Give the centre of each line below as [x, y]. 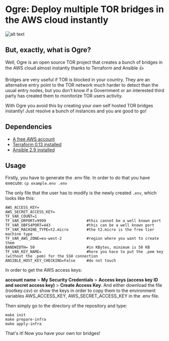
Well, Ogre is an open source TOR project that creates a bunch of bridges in [84, 62]
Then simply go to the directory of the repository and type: [66, 306]
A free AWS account [34, 139]
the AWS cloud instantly [57, 20]
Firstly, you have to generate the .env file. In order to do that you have [78, 178]
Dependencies [29, 127]
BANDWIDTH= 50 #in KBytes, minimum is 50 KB [78, 247]
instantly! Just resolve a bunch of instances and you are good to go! [76, 111]
